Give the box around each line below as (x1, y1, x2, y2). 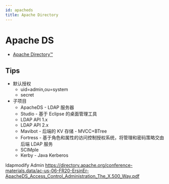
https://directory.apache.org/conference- (45, 162, 133, 169)
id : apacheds (5, 7, 33, 13)
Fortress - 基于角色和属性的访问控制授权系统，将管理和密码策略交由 (20, 135, 164, 141)
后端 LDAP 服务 (20, 141, 53, 147)
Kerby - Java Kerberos (20, 152, 68, 158)
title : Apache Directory (5, 12, 59, 17)
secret (20, 92, 34, 98)
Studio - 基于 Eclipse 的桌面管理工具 (20, 111, 98, 117)
